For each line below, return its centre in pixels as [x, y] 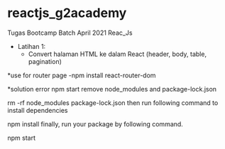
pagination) [45, 61]
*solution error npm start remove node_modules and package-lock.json [112, 89]
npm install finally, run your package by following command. [95, 124]
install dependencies [38, 110]
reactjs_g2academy [67, 13]
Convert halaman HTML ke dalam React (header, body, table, [117, 54]
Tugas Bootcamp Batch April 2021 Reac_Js [70, 33]
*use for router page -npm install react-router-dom [82, 75]
